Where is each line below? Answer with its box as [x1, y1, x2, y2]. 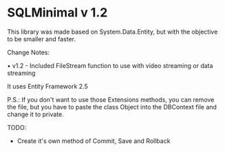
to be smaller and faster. [7, 34, 76, 43]
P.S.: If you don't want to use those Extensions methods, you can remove [7, 95, 215, 104]
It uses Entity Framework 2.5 [7, 82, 88, 90]
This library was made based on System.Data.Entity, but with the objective [7, 28, 218, 36]
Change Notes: [7, 48, 50, 56]
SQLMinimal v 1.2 [7, 5, 108, 21]
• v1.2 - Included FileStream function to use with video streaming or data [7, 61, 213, 69]
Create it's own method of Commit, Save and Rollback [17, 136, 171, 145]
